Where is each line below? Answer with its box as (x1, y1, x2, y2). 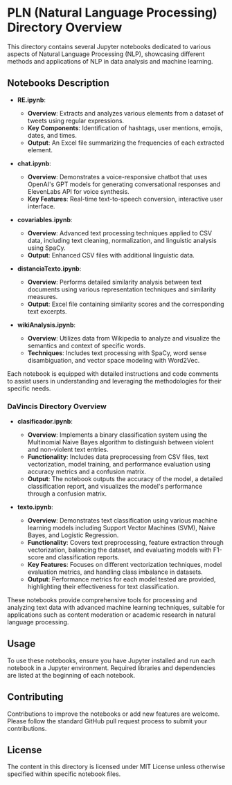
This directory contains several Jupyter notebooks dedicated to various (7, 42, 211, 51)
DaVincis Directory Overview (7, 401, 107, 411)
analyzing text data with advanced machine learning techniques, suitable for (7, 604, 225, 612)
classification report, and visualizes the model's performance (27, 482, 203, 491)
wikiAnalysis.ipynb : (17, 321, 76, 329)
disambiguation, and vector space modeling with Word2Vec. (27, 356, 200, 364)
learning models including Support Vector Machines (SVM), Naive (27, 524, 216, 532)
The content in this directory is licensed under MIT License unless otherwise (7, 763, 226, 771)
